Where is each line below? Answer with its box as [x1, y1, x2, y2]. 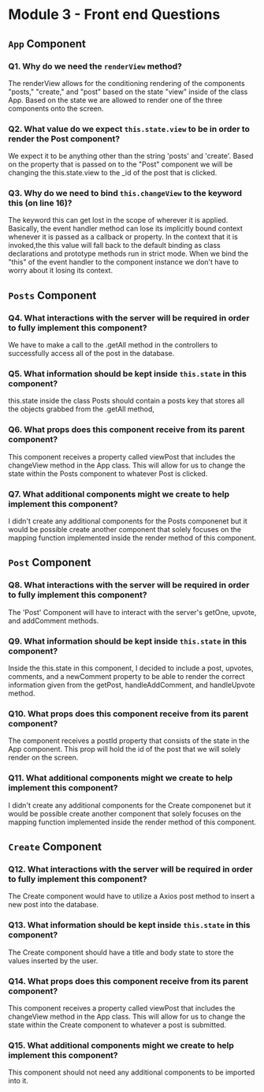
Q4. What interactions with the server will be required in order [8, 312, 250, 323]
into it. [8, 1076, 29, 1086]
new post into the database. [8, 900, 99, 910]
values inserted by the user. [8, 955, 99, 965]
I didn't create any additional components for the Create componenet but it [8, 800, 251, 810]
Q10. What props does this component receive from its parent [8, 708, 249, 719]
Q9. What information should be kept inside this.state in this [8, 636, 247, 647]
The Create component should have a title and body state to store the [8, 948, 234, 957]
